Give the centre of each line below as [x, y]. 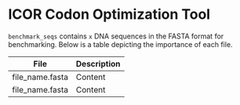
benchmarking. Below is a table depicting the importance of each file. [120, 44]
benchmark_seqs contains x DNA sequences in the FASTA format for [116, 36]
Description [98, 63]
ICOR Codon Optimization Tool [109, 14]
